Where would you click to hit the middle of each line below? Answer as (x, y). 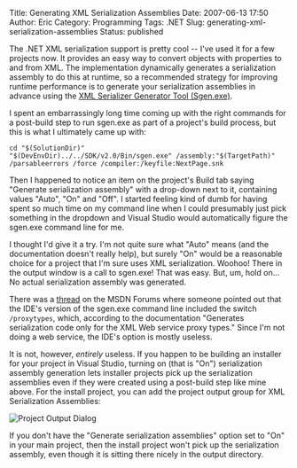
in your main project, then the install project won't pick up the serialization (144, 445)
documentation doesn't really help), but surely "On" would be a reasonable (146, 253)
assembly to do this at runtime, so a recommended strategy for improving (144, 77)
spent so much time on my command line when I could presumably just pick (148, 208)
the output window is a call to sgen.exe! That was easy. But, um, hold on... (145, 273)
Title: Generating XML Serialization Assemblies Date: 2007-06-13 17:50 (139, 13)
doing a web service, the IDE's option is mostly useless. (111, 337)
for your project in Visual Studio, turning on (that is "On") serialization (136, 363)
